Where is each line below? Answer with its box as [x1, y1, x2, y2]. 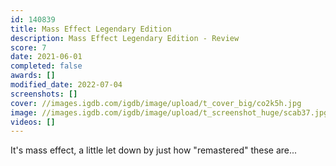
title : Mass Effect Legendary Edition [10, 24, 172, 34]
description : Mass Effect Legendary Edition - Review [10, 33, 240, 43]
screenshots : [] [10, 89, 78, 99]
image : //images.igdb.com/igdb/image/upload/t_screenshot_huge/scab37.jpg [10, 107, 329, 118]
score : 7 [10, 42, 47, 53]
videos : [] [10, 117, 56, 127]
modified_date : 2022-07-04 [10, 80, 123, 90]
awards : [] [10, 71, 56, 81]
